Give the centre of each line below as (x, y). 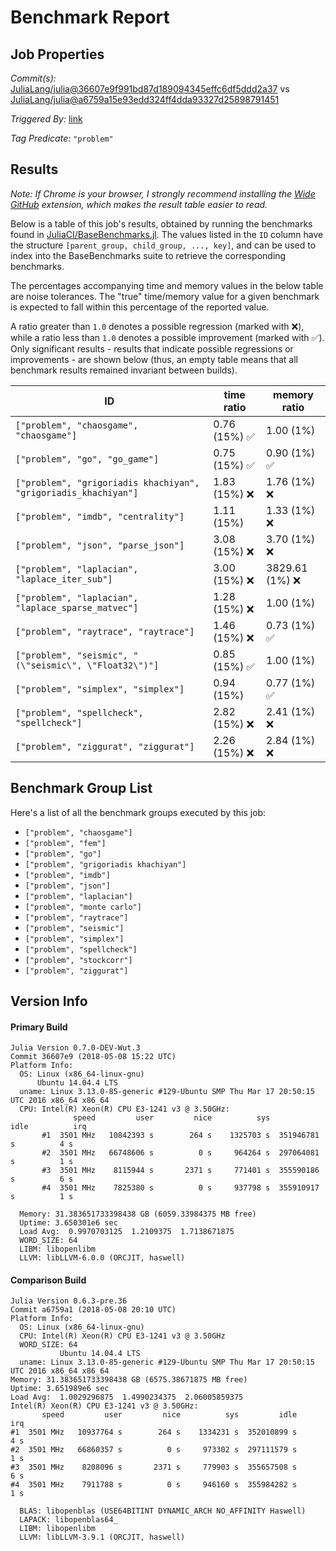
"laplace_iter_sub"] (64, 579)
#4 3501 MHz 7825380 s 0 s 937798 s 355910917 (180, 1188)
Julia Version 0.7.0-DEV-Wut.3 (75, 1048)
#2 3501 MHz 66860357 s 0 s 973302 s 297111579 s (154, 1450)
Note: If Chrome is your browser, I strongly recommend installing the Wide (163, 193)
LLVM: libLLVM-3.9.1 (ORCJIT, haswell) (102, 1537)
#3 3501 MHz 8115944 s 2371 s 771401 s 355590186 (180, 1171)
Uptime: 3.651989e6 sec (60, 1389)
